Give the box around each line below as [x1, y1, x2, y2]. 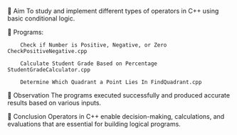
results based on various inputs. [7, 99, 102, 107]
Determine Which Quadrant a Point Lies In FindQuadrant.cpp [20, 78, 202, 86]
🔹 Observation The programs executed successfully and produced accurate [7, 91, 230, 99]
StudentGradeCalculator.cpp [7, 66, 91, 74]
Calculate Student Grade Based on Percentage [20, 60, 158, 67]
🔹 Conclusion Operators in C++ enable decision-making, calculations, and [7, 112, 225, 120]
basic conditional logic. [7, 14, 75, 23]
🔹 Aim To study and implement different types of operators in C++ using [7, 7, 219, 15]
